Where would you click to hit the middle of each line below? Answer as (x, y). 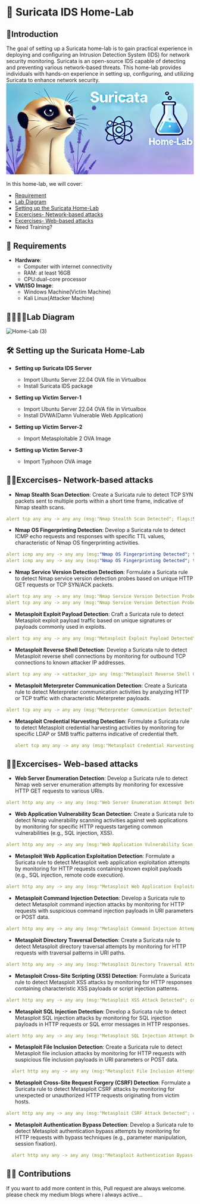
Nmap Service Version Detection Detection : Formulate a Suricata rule (101, 572)
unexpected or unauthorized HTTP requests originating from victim (97, 1096)
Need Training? (33, 227)
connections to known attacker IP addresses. (70, 662)
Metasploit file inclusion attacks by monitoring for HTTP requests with (100, 1053)
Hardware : (28, 260)
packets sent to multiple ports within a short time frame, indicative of (99, 501)
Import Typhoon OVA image (58, 461)
